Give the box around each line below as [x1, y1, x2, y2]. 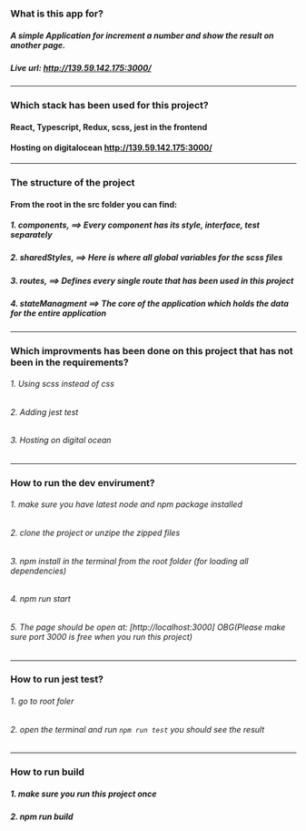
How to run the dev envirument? [10, 476, 155, 489]
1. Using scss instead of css [10, 379, 114, 390]
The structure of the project [10, 176, 135, 188]
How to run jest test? [10, 673, 104, 685]
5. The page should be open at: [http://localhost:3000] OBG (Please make [10, 622, 286, 633]
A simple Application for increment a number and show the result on [10, 30, 275, 41]
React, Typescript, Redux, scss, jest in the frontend [10, 121, 208, 132]
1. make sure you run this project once [10, 788, 157, 799]
